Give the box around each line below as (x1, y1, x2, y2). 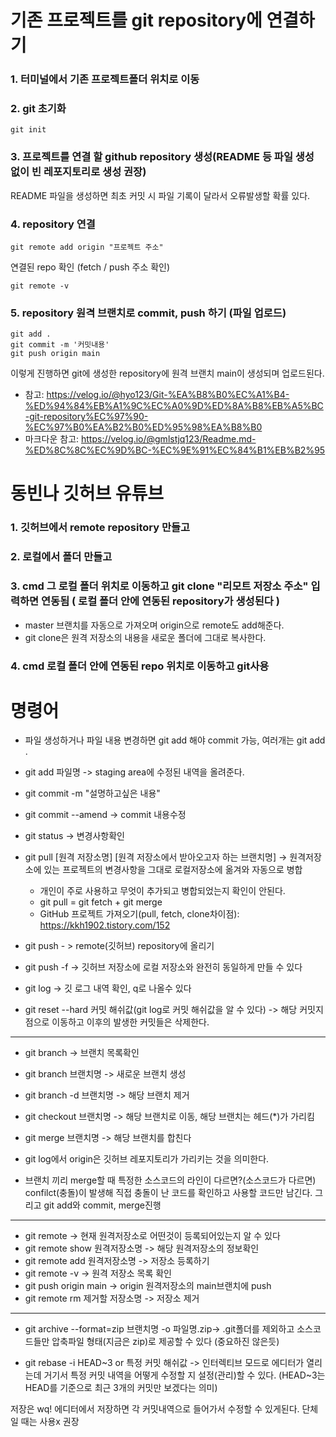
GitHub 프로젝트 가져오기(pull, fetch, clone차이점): (39, 908, 240, 920)
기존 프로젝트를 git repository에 (10, 9, 263, 32)
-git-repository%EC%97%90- (24, 411, 149, 423)
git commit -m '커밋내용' (10, 340, 110, 350)
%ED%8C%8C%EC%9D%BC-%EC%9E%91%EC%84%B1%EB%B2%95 (24, 444, 326, 456)
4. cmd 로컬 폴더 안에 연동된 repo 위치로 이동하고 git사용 (10, 659, 270, 673)
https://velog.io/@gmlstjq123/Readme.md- (81, 433, 257, 445)
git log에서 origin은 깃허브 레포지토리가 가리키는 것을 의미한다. (24, 1153, 270, 1165)
